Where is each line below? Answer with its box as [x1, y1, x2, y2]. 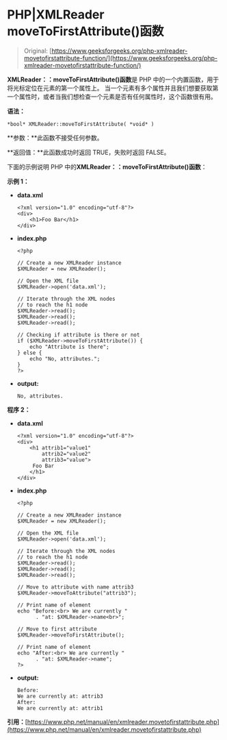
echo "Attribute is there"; [29, 343, 109, 350]
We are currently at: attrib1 [16, 704, 104, 712]
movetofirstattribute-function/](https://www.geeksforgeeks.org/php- [23, 53, 218, 62]
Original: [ [23, 47, 52, 55]
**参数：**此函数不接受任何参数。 [7, 134, 104, 142]
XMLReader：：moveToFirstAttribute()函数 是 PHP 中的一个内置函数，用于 [7, 75, 219, 84]
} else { [16, 349, 42, 356]
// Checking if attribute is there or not [16, 331, 140, 338]
